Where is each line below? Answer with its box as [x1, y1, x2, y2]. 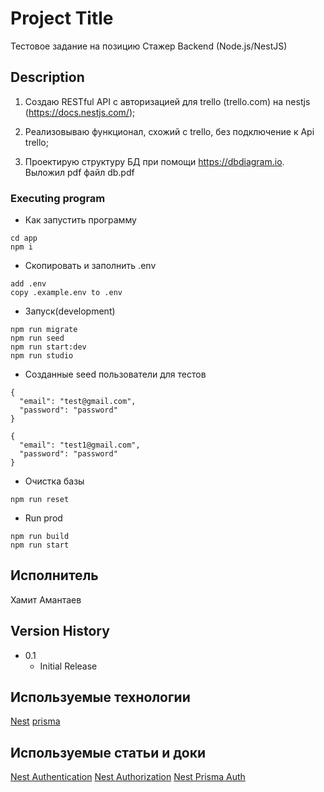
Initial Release [39, 660, 98, 672]
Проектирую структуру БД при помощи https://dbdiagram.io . [24, 155, 285, 167]
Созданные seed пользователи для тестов [24, 368, 207, 381]
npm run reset [10, 495, 70, 505]
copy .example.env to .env [10, 288, 123, 298]
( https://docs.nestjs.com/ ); [24, 106, 136, 118]
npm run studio [10, 351, 74, 361]
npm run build [10, 532, 70, 542]
